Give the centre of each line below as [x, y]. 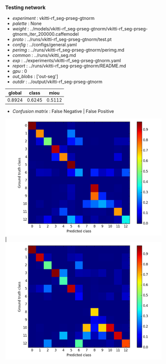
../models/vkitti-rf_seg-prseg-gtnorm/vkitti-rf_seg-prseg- [89, 29]
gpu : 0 [20, 71]
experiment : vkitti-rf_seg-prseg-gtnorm [53, 18]
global [15, 93]
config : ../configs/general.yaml [44, 45]
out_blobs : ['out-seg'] [35, 77]
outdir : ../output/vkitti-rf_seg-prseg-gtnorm [57, 82]
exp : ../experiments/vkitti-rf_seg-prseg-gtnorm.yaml [67, 61]
